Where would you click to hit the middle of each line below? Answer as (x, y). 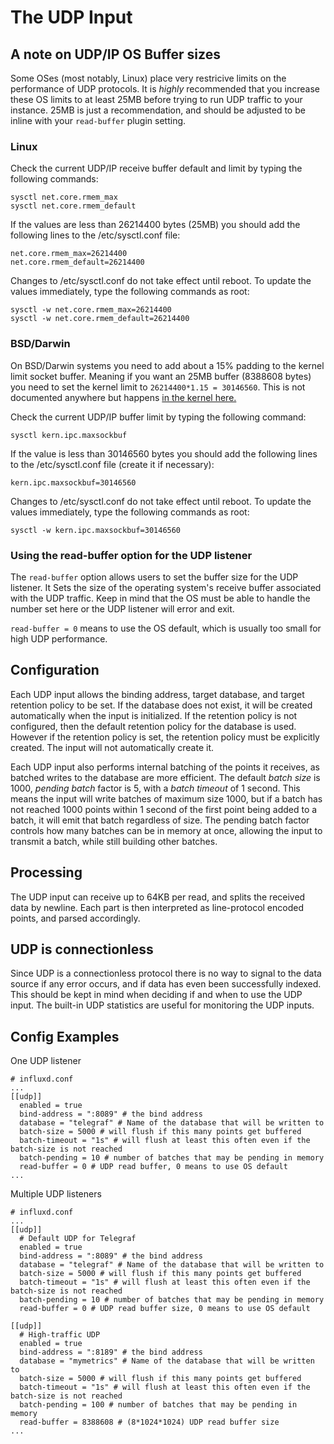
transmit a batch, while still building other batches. (114, 841)
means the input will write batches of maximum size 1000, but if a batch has (166, 798)
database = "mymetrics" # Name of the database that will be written (167, 1361)
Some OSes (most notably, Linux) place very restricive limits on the (148, 78)
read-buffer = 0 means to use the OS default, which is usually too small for (166, 628)
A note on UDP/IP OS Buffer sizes (115, 54)
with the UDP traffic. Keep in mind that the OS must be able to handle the (160, 598)
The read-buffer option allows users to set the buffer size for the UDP (154, 577)
